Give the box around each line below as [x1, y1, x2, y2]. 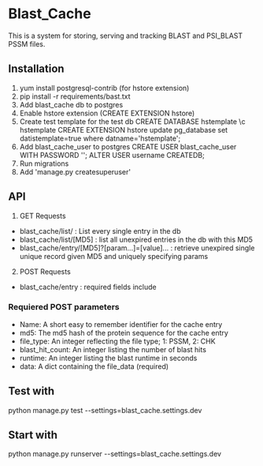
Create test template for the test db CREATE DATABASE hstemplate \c [19, 116, 246, 126]
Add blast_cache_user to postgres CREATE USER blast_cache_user [19, 141, 237, 151]
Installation [8, 62, 65, 76]
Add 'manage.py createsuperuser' [19, 167, 131, 176]
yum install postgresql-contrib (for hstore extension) [19, 83, 190, 92]
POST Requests [19, 266, 71, 276]
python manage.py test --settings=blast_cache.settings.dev [8, 405, 202, 415]
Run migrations [19, 159, 69, 168]
